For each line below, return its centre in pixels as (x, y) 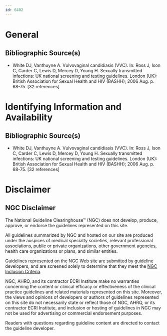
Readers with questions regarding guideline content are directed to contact (82, 323)
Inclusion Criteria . (23, 271)
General (22, 34)
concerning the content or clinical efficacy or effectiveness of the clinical (80, 286)
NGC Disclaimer (30, 208)
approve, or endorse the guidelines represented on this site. (67, 225)
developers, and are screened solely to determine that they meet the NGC (81, 266)
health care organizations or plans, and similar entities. (61, 251)
